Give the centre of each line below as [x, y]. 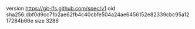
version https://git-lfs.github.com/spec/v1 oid [61, 8]
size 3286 [46, 21]
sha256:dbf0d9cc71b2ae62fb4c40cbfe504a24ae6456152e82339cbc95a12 [98, 14]
